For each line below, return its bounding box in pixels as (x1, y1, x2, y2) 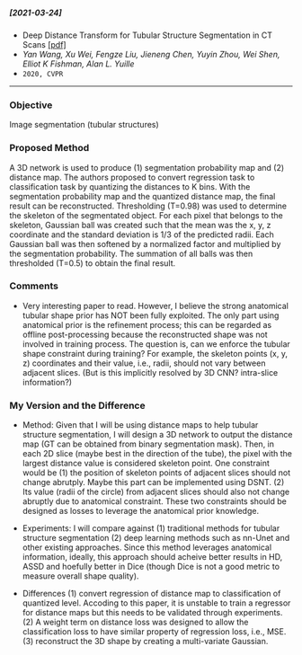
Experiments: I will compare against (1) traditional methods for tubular (22, 523, 280, 534)
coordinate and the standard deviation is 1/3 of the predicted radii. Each (9, 229, 274, 240)
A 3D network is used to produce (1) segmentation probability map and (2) (9, 162, 285, 173)
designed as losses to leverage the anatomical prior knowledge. (22, 506, 259, 517)
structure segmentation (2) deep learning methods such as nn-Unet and (22, 533, 290, 544)
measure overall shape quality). (22, 571, 139, 581)
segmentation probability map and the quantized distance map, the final (9, 190, 276, 201)
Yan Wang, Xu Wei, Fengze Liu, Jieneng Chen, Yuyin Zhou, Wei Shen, (22, 49, 280, 59)
